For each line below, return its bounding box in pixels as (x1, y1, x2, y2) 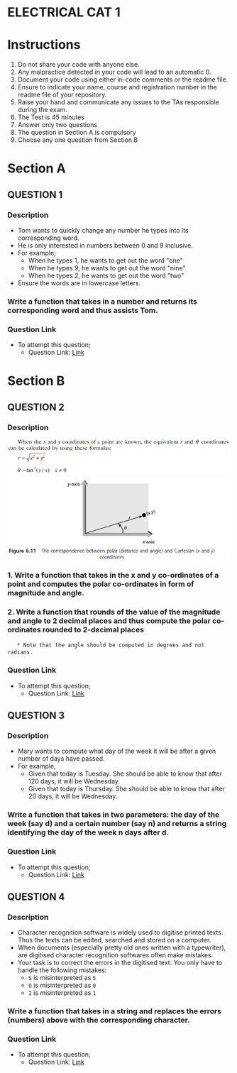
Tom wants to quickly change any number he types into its (17, 226, 189, 234)
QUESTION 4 (7, 891, 65, 903)
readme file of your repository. (17, 90, 107, 99)
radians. (7, 649, 33, 656)
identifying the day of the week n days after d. (7, 827, 169, 837)
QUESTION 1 (7, 189, 63, 201)
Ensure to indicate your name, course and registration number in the (17, 83, 218, 92)
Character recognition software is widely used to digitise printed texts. (17, 928, 224, 937)
